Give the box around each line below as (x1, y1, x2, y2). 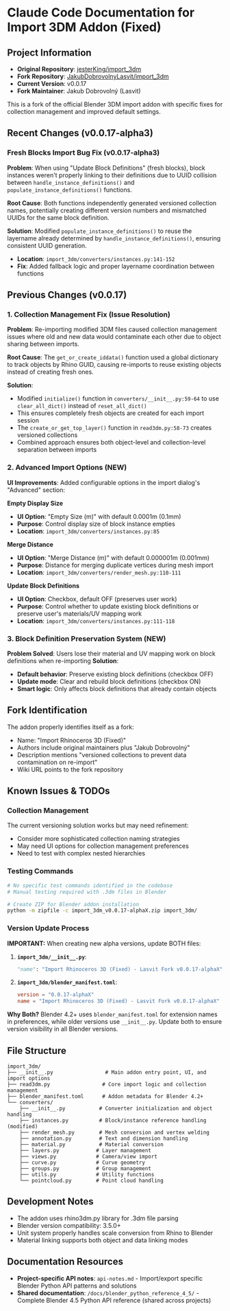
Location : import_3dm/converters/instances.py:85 (16, 527, 159, 535)
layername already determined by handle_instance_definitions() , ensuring (7, 234, 221, 242)
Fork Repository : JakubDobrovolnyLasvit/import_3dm (16, 72, 169, 80)
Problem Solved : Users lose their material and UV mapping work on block (7, 649, 216, 658)
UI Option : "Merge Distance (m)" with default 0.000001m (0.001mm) (16, 553, 210, 561)
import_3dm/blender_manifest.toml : (16, 978, 118, 987)
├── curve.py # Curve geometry (19, 1159, 146, 1166)
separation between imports (16, 445, 97, 454)
